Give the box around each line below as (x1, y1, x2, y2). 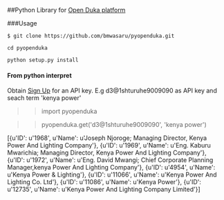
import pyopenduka (41, 107, 97, 116)
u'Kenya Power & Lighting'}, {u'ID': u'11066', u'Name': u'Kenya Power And (7, 170, 217, 179)
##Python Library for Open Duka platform (7, 6, 126, 14)
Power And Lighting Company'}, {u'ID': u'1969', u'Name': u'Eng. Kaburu (7, 141, 211, 150)
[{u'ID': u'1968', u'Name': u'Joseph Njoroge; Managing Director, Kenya (7, 134, 207, 142)
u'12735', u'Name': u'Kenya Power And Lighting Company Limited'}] (7, 186, 200, 194)
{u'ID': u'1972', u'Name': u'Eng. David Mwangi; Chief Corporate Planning (7, 156, 214, 164)
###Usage (7, 19, 38, 27)
